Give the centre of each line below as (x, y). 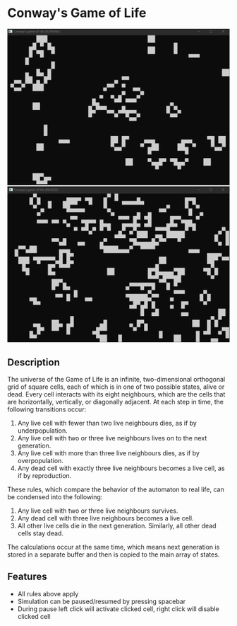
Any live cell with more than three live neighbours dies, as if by (108, 453)
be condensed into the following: (55, 497)
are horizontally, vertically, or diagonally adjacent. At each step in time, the (116, 402)
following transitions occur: (47, 409)
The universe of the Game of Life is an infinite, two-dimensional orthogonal (116, 380)
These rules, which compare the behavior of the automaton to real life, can (116, 489)
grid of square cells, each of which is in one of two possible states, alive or (116, 387)
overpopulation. (40, 461)
